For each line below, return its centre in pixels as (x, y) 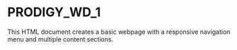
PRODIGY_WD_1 (54, 12)
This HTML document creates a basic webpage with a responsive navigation (119, 32)
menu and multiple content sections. (60, 39)
